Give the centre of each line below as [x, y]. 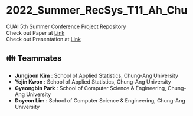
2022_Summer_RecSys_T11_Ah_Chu [97, 10]
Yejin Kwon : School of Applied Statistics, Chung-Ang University [93, 82]
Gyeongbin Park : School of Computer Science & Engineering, [90, 88]
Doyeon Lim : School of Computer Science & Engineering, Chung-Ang [100, 100]
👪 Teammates [34, 59]
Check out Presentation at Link [44, 39]
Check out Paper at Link [35, 32]
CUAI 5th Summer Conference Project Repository [66, 26]
